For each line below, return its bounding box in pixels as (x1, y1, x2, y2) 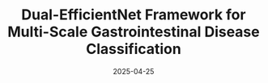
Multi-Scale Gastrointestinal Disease (7, 23, 260, 41)
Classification (86, 40, 181, 58)
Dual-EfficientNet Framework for (21, 6, 246, 24)
